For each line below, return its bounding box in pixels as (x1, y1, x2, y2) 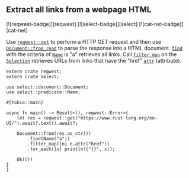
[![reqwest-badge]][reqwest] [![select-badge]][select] (6, 20, 138, 27)
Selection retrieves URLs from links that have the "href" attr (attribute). (6, 57, 182, 64)
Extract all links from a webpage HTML (6, 5, 152, 15)
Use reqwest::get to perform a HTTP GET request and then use (6, 38, 162, 45)
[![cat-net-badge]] (139, 20, 184, 27)
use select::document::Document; (6, 84, 89, 90)
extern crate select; (6, 73, 60, 79)
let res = (17, 115, 41, 121)
